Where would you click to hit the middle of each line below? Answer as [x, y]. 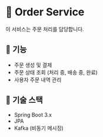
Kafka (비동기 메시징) [39, 128]
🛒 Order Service [45, 12]
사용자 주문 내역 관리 [38, 80]
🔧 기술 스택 [24, 100]
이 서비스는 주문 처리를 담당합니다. [45, 29]
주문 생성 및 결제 [33, 65]
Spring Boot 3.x [33, 115]
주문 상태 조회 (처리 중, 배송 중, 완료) [56, 72]
